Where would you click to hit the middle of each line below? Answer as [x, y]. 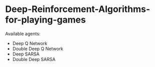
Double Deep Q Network [38, 48]
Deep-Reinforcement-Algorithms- [78, 9]
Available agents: [23, 33]
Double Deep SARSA [34, 59]
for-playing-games [46, 20]
